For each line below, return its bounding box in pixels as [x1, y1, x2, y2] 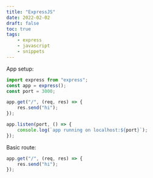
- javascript [17, 43, 50, 49]
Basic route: [6, 143, 36, 151]
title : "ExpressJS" [6, 9, 56, 15]
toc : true [6, 26, 32, 32]
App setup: [6, 65, 34, 72]
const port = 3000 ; [6, 88, 56, 94]
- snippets [17, 49, 45, 55]
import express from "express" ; [6, 77, 88, 83]
